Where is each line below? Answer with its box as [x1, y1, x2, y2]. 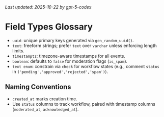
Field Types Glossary [5, 22, 93, 32]
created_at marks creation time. [12, 95, 78, 102]
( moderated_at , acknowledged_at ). [12, 106, 79, 112]
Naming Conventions [5, 83, 71, 91]
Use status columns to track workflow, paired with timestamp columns [12, 101, 156, 107]
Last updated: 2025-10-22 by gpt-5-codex [5, 4, 92, 10]
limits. [12, 47, 25, 53]
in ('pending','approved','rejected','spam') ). [12, 69, 108, 74]
